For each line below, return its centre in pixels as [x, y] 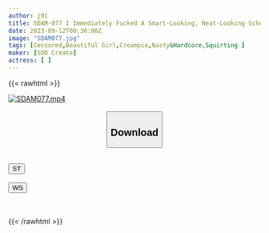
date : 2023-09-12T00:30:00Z [55, 30]
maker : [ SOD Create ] [43, 53]
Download [134, 132]
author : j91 [28, 16]
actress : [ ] [30, 61]
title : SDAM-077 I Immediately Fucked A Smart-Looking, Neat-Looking [127, 23]
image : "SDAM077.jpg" [44, 38]
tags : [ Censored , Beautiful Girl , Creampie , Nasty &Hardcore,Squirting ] [127, 46]
